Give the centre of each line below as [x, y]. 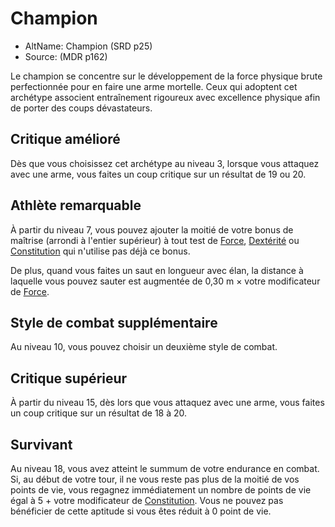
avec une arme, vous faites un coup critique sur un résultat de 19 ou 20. [158, 174]
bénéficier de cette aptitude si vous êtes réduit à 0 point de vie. [141, 511]
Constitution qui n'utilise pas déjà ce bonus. [100, 251]
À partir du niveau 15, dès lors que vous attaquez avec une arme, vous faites [167, 403]
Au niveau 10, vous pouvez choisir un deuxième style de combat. [144, 347]
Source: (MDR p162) [66, 56]
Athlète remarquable [76, 205]
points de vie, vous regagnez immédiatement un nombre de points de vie [161, 490]
